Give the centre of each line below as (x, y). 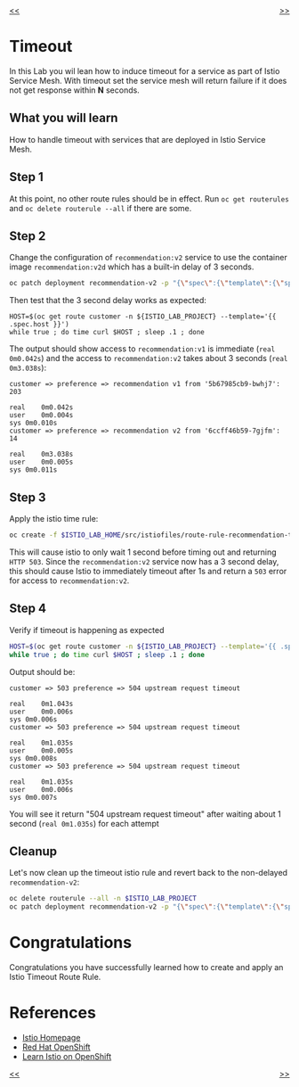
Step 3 (28, 497)
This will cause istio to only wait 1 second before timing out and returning (143, 552)
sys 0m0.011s (33, 470)
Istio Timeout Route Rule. (55, 977)
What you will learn (64, 118)
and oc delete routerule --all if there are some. (101, 208)
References (53, 1013)
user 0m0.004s (41, 416)
